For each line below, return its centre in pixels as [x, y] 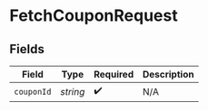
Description [168, 74]
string [73, 91]
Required [114, 74]
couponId [33, 92]
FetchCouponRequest [94, 16]
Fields [27, 49]
